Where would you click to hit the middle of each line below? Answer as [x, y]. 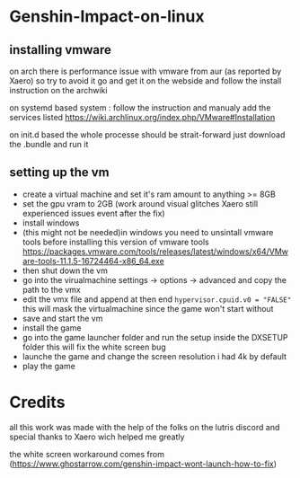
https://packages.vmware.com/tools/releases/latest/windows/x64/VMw [155, 251]
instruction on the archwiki [58, 90]
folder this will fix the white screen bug [94, 347]
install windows [51, 223]
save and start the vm [62, 318]
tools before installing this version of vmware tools [115, 242]
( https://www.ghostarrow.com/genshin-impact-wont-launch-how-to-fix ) [143, 464]
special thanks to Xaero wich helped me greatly [97, 437]
